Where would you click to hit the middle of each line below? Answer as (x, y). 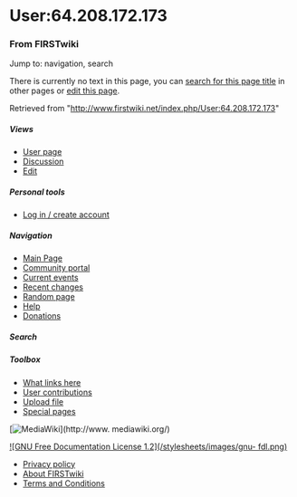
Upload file (43, 401)
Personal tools (37, 192)
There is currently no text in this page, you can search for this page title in (147, 81)
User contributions (57, 392)
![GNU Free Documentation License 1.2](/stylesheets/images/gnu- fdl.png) (148, 446)
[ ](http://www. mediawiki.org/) (90, 429)
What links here (52, 382)
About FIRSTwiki (53, 473)
